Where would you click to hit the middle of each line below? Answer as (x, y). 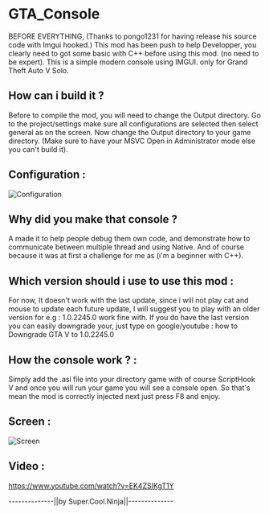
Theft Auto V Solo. (39, 70)
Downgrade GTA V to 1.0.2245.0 (61, 335)
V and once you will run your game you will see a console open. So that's (129, 388)
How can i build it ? (56, 96)
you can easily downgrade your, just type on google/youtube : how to (123, 326)
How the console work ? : (73, 360)
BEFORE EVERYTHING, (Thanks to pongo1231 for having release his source (132, 36)
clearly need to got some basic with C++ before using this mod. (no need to (134, 53)
